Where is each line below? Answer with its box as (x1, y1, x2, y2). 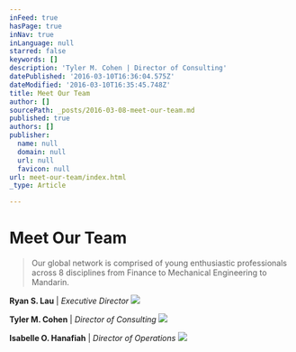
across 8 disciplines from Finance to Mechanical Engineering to (31, 267, 267, 278)
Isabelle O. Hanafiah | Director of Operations (9, 333, 176, 344)
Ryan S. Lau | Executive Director (9, 295, 130, 307)
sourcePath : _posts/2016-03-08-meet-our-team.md (9, 106, 195, 115)
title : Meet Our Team (9, 88, 91, 97)
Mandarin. (31, 277, 70, 288)
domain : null (17, 147, 67, 156)
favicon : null (17, 164, 70, 173)
